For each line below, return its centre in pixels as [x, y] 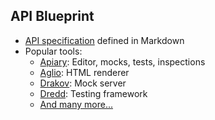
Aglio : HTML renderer [84, 72]
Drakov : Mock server [83, 83]
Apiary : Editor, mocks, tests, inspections [122, 61]
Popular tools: [53, 51]
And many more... [76, 104]
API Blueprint [52, 16]
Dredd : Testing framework [93, 93]
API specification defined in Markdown [104, 40]
